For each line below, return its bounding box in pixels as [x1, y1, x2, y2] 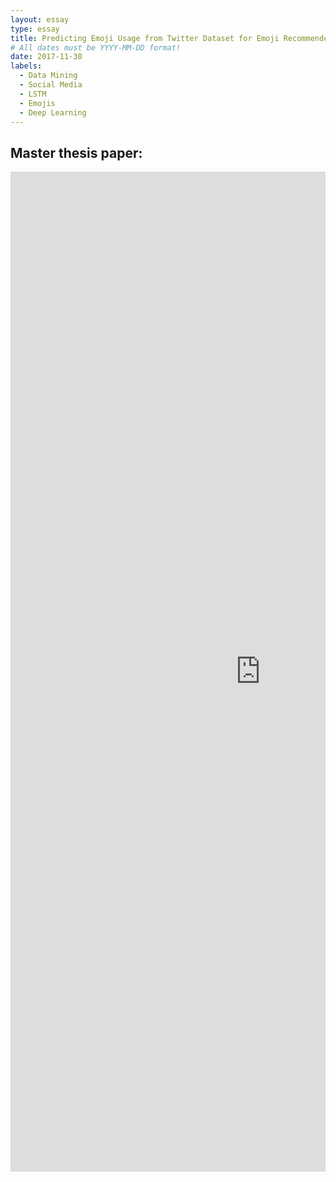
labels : [10, 61, 43, 71]
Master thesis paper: [10, 144, 143, 161]
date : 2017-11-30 [10, 52, 83, 62]
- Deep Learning [19, 107, 87, 118]
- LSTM [19, 89, 47, 99]
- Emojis [19, 98, 56, 108]
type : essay [10, 24, 60, 34]
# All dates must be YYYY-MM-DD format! [10, 42, 182, 53]
